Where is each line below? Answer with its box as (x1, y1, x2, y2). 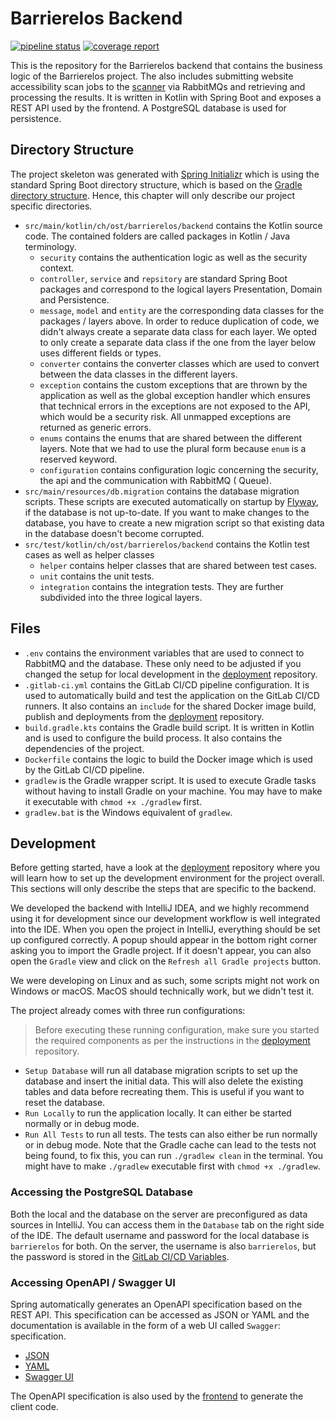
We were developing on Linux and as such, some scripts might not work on (10, 975, 320, 987)
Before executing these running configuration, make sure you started (34, 1024, 320, 1036)
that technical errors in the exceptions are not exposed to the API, (39, 400, 311, 412)
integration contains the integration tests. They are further (39, 580, 285, 592)
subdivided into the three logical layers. (39, 591, 203, 603)
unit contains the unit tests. (39, 570, 155, 582)
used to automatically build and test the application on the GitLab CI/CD (24, 689, 320, 701)
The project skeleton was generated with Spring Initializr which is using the (10, 168, 320, 180)
